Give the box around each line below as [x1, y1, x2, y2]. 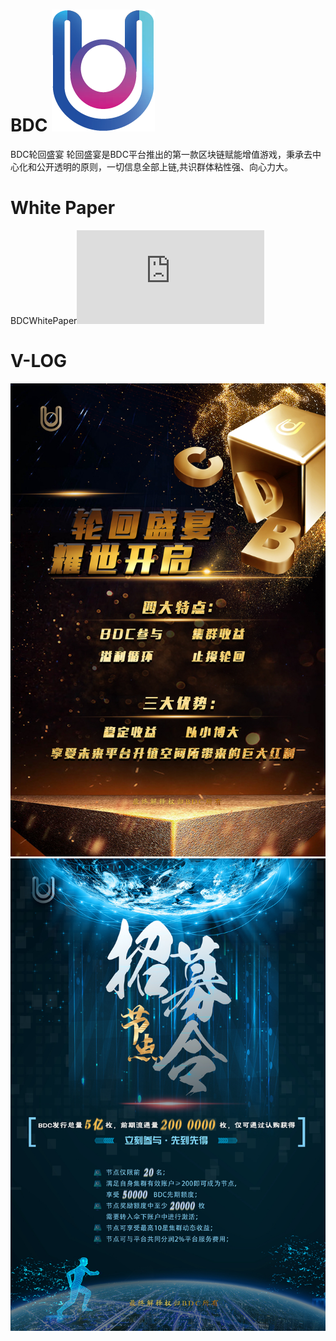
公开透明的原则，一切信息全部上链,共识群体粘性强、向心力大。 [36, 160, 294, 173]
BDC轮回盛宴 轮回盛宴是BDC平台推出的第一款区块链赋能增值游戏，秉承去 [10, 148, 313, 160]
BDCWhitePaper [10, 314, 78, 326]
